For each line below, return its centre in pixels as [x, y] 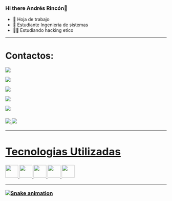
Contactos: [29, 56]
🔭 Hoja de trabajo [31, 20]
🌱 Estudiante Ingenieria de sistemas [50, 25]
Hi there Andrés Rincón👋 [37, 8]
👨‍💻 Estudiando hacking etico [43, 30]
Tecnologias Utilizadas [63, 152]
